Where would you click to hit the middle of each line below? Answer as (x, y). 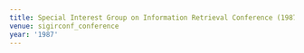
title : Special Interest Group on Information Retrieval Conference (141, 18)
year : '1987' (34, 34)
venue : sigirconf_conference (64, 26)
